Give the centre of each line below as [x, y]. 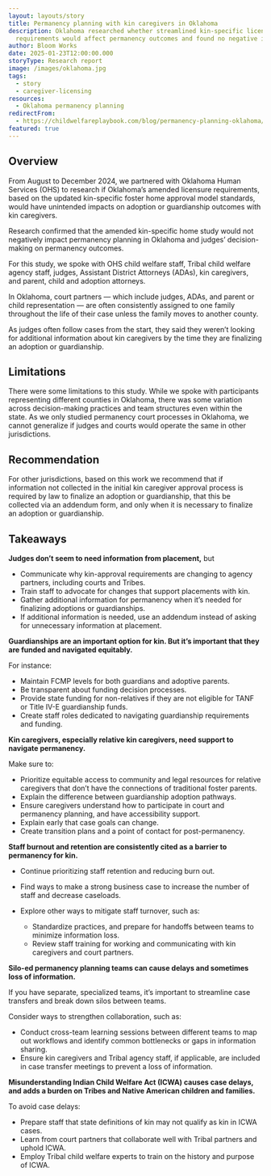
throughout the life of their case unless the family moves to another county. [133, 314]
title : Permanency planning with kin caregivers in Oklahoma [113, 23]
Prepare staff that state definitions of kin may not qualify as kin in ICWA [138, 1122]
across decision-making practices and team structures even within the [125, 408]
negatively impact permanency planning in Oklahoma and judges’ [117, 239]
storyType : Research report [56, 61]
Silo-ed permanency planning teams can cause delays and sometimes [129, 968]
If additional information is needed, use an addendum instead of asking [138, 617]
